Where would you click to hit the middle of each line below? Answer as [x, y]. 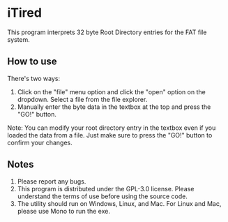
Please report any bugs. [52, 181]
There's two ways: [34, 78]
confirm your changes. [40, 142]
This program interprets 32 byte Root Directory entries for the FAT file [107, 32]
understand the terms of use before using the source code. [102, 196]
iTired [24, 13]
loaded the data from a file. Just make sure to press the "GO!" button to [110, 135]
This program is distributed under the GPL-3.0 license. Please [106, 188]
